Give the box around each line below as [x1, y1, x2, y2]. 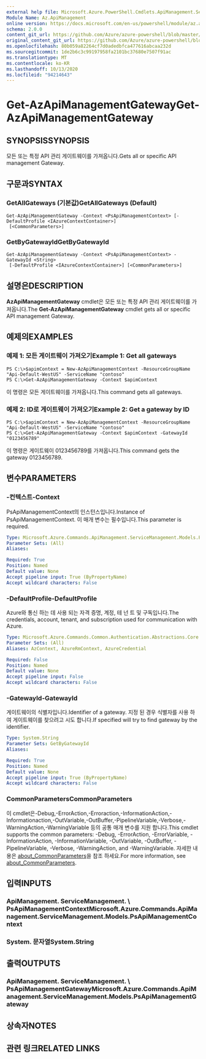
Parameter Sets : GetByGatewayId [6, 741, 89, 747]
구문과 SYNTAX [6, 178, 63, 189]
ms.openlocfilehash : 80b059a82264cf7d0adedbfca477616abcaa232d [6, 44, 172, 50]
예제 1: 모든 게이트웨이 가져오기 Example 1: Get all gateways [6, 352, 177, 360]
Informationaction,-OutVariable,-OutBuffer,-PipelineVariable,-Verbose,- [6, 816, 186, 824]
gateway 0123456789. [6, 454, 63, 461]
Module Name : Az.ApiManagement [6, 15, 86, 21]
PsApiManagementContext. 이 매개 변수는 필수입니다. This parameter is [6, 515, 182, 523]
